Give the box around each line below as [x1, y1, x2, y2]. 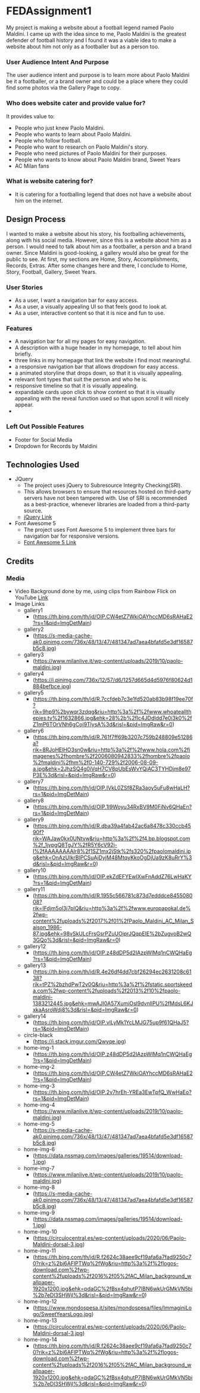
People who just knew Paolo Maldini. [14, 124, 105, 131]
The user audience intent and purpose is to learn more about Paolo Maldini [6, 72, 190, 79]
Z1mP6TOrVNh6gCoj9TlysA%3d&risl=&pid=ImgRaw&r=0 [32, 721, 173, 728]
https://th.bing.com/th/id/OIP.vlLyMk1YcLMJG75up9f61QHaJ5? [35, 1019, 189, 1026]
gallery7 [23, 778, 44, 785]
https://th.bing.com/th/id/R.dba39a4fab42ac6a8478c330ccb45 [35, 822, 192, 830]
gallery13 [23, 962, 46, 969]
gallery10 [23, 867, 46, 874]
